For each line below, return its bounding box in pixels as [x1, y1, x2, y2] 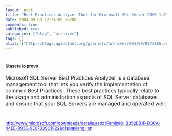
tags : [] [5, 36, 24, 42]
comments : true [5, 22, 38, 27]
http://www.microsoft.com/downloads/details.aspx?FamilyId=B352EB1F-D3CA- [5, 120, 161, 126]
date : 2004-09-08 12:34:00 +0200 [5, 17, 77, 22]
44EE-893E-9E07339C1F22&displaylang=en [5, 125, 93, 131]
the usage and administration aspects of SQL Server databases [5, 93, 158, 101]
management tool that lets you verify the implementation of [5, 81, 148, 88]
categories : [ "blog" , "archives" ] [5, 31, 79, 36]
